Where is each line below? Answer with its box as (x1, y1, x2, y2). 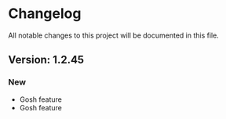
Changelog (8, 5, 82, 23)
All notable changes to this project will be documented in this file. (8, 31, 220, 40)
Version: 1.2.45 (8, 53, 85, 67)
